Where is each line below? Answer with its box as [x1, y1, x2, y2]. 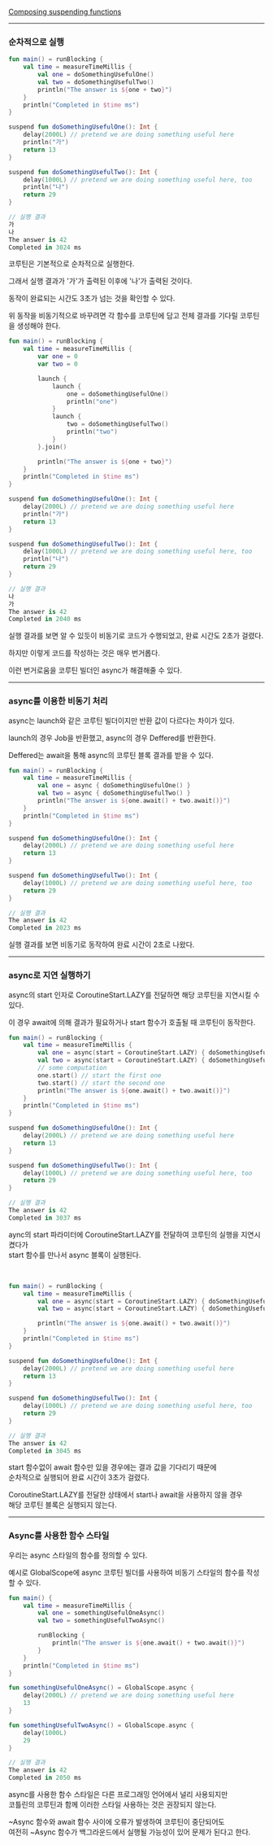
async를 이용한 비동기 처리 [8, 695, 108, 707]
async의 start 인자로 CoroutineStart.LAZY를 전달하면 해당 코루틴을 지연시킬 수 [8, 989, 260, 1000]
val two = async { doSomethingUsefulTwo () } [37, 789, 191, 797]
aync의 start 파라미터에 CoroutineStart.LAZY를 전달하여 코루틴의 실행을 [8, 1229, 240, 1239]
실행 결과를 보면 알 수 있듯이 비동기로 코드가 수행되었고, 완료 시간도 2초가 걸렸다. [8, 631, 264, 641]
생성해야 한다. [16, 321, 61, 331]
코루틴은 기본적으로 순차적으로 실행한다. [8, 259, 135, 269]
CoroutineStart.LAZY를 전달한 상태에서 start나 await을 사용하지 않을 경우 [8, 1490, 243, 1500]
